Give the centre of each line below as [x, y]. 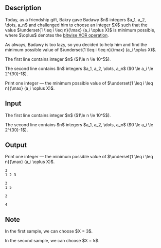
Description [23, 8]
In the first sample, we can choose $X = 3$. [49, 231]
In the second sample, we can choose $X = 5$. [52, 241]
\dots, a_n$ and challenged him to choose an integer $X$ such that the [76, 25]
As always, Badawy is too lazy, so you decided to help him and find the [76, 44]
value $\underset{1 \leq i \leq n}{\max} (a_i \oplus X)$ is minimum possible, [80, 30]
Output [16, 145]
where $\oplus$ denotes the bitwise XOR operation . [57, 35]
